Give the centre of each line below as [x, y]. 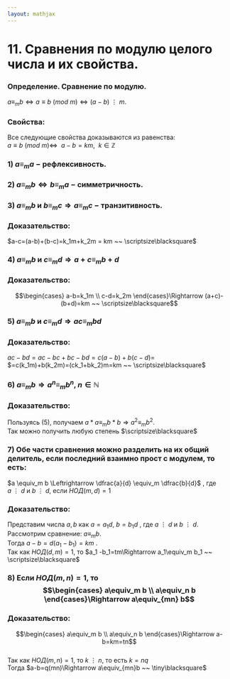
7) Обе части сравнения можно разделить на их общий [108, 450]
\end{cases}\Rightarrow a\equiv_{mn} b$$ [119, 599]
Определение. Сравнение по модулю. [77, 86]
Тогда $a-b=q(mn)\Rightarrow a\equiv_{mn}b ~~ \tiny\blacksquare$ [107, 668]
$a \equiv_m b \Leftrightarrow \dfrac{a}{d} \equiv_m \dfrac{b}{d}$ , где [112, 483]
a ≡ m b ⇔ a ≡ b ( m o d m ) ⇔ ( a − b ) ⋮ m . [67, 102]
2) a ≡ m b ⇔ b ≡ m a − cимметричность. [75, 185]
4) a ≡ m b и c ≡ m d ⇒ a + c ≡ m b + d [63, 260]
